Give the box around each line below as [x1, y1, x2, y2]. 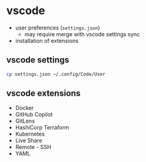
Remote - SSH [15, 144, 52, 151]
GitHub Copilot [15, 111, 53, 118]
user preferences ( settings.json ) [15, 24, 100, 31]
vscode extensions [6, 88, 81, 99]
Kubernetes [15, 130, 45, 138]
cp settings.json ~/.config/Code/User [6, 71, 106, 77]
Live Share [15, 137, 43, 144]
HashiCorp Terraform [15, 124, 69, 131]
